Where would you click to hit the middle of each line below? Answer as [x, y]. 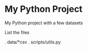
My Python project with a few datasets [44, 23]
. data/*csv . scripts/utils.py [33, 42]
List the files [17, 32]
